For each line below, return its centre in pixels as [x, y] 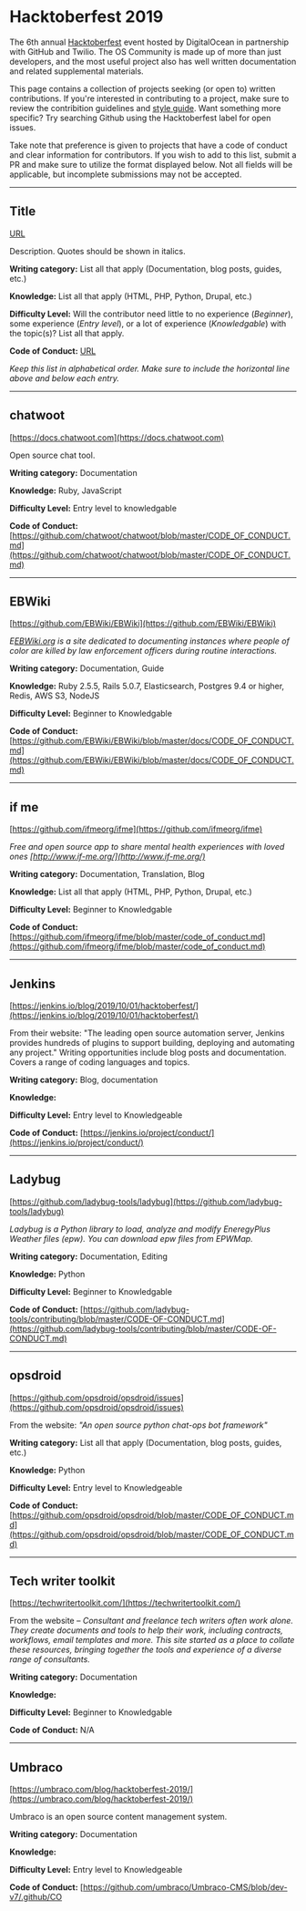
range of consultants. [50, 1659]
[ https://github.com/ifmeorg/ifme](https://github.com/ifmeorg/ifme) [136, 829]
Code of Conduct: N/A [52, 1730]
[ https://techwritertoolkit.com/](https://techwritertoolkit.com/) [125, 1603]
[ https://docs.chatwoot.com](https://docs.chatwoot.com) [117, 437]
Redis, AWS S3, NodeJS [55, 696]
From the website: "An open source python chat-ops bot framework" [138, 1425]
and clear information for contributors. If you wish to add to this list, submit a [153, 155]
